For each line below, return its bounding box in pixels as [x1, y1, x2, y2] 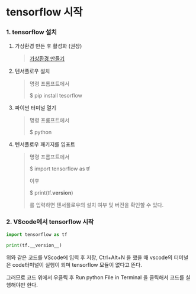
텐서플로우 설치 [14, 67, 50, 75]
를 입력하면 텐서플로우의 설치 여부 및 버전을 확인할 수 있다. [29, 202, 164, 209]
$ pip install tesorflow [29, 92, 83, 99]
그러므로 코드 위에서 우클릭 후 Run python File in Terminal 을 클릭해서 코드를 [6, 273, 185, 281]
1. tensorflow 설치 [6, 28, 57, 36]
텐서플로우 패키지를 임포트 [14, 141, 76, 148]
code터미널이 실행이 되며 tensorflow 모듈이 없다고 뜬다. [12, 261, 142, 268]
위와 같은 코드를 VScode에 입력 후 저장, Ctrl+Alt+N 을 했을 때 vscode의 [6, 254, 173, 261]
